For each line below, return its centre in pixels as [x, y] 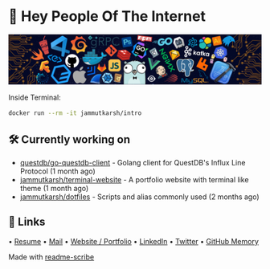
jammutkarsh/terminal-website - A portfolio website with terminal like [134, 180]
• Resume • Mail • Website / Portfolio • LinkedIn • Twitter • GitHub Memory [134, 241]
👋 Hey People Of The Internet [107, 16]
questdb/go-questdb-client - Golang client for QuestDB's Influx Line [133, 163]
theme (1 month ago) [54, 189]
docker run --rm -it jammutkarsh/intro [75, 113]
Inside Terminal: [35, 98]
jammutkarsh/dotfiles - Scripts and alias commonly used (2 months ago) [139, 197]
